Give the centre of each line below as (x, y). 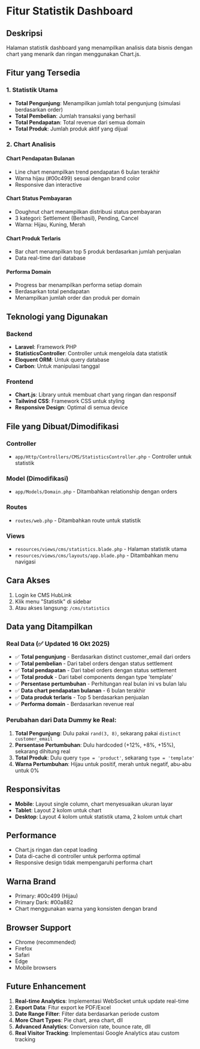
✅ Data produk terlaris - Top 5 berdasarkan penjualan (82, 698)
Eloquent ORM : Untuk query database (62, 360)
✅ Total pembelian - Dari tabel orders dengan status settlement (94, 664)
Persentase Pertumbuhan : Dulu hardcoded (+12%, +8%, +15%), (95, 745)
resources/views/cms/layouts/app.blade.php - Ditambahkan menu (96, 555)
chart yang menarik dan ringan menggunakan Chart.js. (74, 54)
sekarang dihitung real (43, 751)
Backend (19, 333)
